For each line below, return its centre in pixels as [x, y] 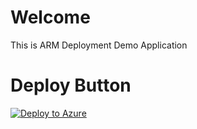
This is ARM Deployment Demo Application [99, 45]
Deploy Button [71, 85]
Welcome [50, 17]
